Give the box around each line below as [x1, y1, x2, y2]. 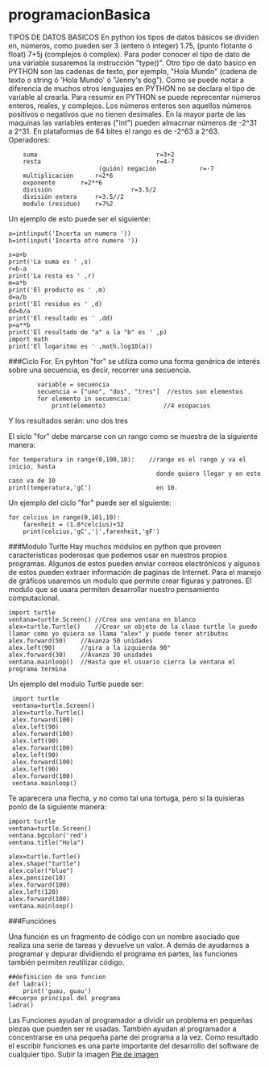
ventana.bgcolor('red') [8, 831, 89, 839]
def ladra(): [8, 980, 52, 988]
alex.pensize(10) [8, 874, 67, 882]
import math [8, 335, 48, 343]
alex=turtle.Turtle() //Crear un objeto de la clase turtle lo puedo [8, 622, 258, 631]
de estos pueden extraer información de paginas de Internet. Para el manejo [8, 567, 262, 577]
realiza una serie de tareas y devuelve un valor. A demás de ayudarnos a [8, 940, 250, 949]
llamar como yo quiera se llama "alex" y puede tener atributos [8, 630, 229, 638]
